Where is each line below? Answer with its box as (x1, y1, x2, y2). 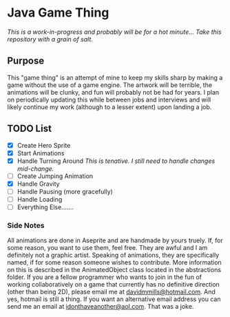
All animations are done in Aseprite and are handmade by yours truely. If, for (7, 236, 223, 244)
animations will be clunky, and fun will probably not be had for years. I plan (7, 88, 220, 96)
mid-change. (17, 164, 54, 173)
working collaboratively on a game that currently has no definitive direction (7, 280, 220, 289)
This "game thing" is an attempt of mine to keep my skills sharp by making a (7, 73, 223, 81)
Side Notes (7, 220, 45, 230)
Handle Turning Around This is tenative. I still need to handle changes (17, 157, 216, 165)
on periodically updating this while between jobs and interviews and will (7, 95, 211, 104)
